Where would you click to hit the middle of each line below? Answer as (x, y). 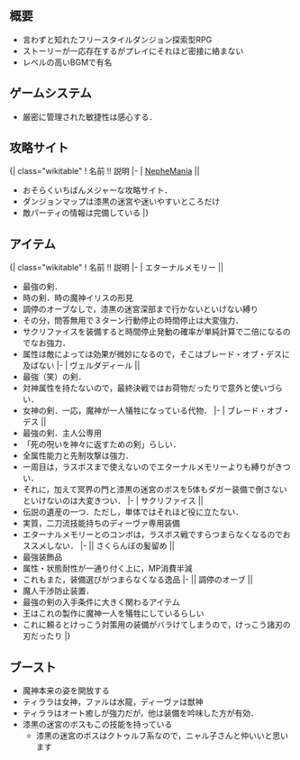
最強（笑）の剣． (54, 377)
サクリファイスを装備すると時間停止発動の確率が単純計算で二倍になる (153, 332)
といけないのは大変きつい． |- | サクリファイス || (113, 501)
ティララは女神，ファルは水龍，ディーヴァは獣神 (113, 702)
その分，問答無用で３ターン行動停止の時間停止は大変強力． (133, 320)
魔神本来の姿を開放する (66, 691)
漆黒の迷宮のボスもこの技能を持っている (97, 725)
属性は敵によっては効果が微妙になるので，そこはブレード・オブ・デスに (156, 354)
